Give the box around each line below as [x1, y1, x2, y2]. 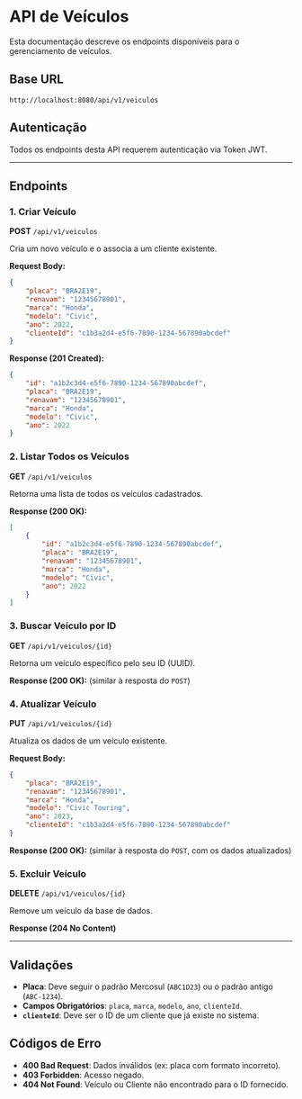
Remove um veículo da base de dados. [9, 905, 153, 916]
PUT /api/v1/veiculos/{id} [9, 717, 112, 728]
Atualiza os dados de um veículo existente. [9, 735, 168, 746]
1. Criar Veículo [9, 205, 76, 218]
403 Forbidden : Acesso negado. [22, 1069, 145, 1080]
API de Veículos [9, 6, 129, 27]
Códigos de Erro [9, 1036, 102, 1051]
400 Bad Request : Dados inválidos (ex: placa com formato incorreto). [22, 1059, 281, 1070]
